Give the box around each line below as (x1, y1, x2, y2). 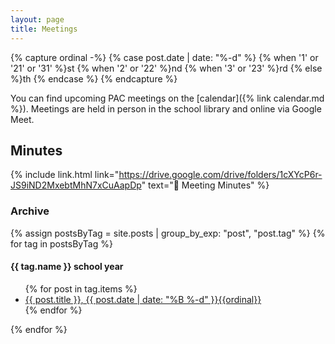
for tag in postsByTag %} (10, 237, 113, 250)
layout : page (10, 14, 65, 25)
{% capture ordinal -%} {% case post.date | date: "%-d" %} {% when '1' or (10, 51, 319, 63)
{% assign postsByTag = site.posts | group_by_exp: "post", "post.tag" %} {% (10, 227, 326, 239)
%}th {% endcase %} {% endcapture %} (10, 72, 178, 85)
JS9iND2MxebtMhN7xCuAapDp (10, 179, 142, 191)
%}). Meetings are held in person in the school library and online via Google (10, 102, 322, 115)
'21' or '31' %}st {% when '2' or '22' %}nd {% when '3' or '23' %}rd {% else (10, 62, 323, 74)
